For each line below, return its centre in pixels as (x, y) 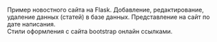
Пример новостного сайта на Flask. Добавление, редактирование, (106, 10)
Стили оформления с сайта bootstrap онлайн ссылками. (90, 31)
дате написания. (31, 24)
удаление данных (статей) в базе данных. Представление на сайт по (108, 17)
